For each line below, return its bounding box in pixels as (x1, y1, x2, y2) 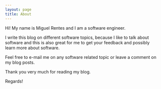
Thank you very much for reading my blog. (5, 69, 91, 74)
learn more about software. (5, 45, 60, 51)
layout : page (5, 7, 32, 12)
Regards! (5, 78, 23, 84)
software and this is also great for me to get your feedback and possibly (5, 39, 150, 45)
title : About (5, 12, 32, 17)
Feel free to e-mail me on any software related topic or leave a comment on (5, 54, 157, 60)
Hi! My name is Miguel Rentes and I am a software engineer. (5, 25, 126, 31)
